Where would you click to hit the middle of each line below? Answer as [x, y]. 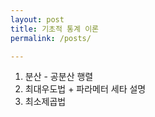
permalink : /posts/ [51, 38]
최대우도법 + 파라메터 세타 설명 [85, 89]
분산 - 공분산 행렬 [59, 77]
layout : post [37, 19]
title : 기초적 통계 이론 [55, 29]
